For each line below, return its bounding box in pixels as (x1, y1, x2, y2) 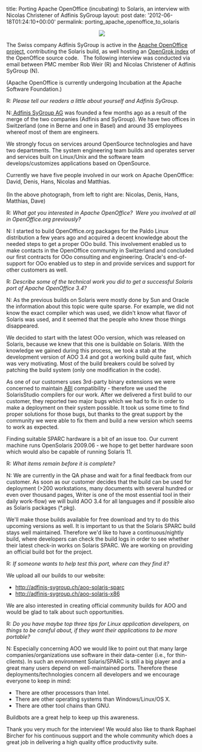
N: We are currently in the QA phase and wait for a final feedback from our (6, 472, 192, 479)
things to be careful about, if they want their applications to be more (6, 627, 178, 634)
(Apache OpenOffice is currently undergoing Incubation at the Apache (6, 79, 182, 86)
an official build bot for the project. (6, 548, 93, 555)
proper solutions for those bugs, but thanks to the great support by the (6, 410, 183, 418)
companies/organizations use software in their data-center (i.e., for (6, 652, 175, 658)
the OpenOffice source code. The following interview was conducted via (6, 54, 190, 61)
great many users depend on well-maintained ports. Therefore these (6, 664, 178, 672)
